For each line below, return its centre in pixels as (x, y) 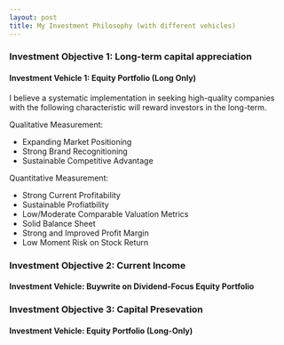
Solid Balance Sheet (59, 223)
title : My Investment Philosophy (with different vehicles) (123, 26)
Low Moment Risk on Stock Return (85, 242)
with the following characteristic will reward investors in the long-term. (138, 107)
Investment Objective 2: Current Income (98, 265)
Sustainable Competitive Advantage (87, 160)
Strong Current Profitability (71, 195)
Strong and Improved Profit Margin (85, 233)
